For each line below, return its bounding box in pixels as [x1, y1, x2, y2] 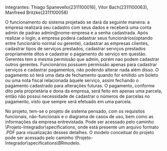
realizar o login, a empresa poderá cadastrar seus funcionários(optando [5, 35, 153, 41]
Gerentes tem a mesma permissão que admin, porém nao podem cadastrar [5, 56, 160, 62]
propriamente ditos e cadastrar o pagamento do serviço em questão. [5, 51, 147, 57]
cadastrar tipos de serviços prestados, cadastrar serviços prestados [5, 46, 146, 51]
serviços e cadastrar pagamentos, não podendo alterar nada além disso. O [5, 67, 159, 73]
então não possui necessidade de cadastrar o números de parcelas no [5, 93, 151, 99]
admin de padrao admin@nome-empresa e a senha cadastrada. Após [5, 30, 149, 35]
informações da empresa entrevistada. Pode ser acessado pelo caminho [5, 119, 154, 125]
